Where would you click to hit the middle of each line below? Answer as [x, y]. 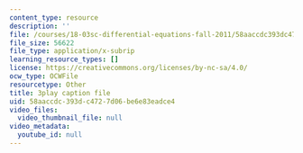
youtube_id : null [50, 135]
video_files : [34, 110]
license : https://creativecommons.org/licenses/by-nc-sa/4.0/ [129, 68]
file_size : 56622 [42, 43]
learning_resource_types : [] [64, 59]
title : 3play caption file [60, 93]
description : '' [40, 26]
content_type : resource [54, 18]
